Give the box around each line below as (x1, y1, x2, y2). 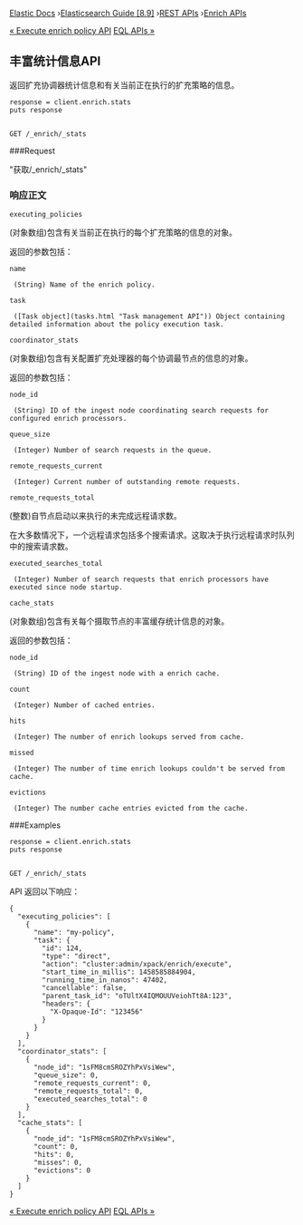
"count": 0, (33, 1142, 79, 1152)
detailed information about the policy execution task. (9, 320, 224, 329)
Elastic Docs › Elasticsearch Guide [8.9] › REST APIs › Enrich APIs (9, 8, 247, 18)
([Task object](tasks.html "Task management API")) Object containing (13, 312, 285, 321)
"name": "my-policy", (33, 928, 116, 938)
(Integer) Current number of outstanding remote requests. (13, 478, 241, 487)
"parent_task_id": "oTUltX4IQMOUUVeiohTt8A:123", (42, 992, 232, 1001)
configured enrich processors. (9, 414, 128, 423)
